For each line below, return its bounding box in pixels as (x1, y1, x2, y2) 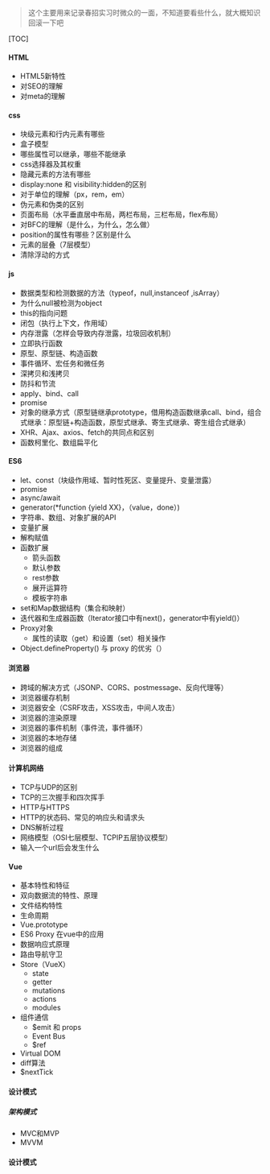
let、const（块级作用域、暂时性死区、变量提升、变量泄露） (19, 475, 216, 485)
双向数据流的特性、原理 (19, 891, 98, 900)
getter (31, 978, 52, 987)
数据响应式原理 (19, 940, 70, 949)
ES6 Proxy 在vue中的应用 (19, 929, 104, 939)
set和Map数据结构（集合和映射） (19, 603, 130, 613)
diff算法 (19, 1058, 46, 1068)
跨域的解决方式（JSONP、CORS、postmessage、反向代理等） (19, 683, 228, 692)
